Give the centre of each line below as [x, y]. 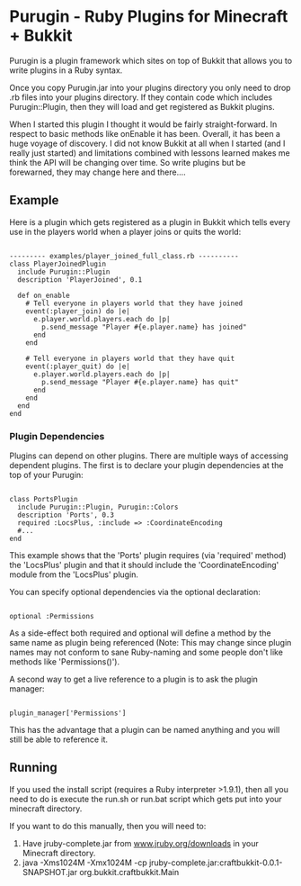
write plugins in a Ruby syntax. [66, 70]
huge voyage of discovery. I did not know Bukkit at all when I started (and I [147, 143]
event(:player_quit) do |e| [78, 366]
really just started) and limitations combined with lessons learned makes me [150, 153]
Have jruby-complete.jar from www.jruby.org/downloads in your [140, 843]
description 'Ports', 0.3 [66, 515]
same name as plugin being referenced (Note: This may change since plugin [150, 643]
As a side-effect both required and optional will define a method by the [140, 633]
